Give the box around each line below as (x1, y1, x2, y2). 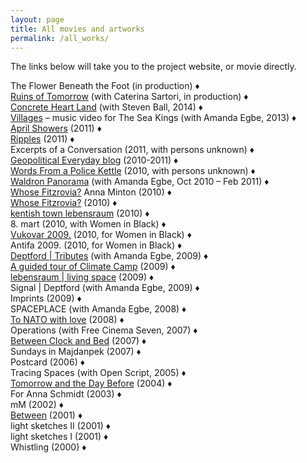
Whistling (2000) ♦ (10, 441, 87, 453)
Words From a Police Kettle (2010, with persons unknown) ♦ (10, 165, 256, 177)
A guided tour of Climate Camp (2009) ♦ (10, 261, 176, 273)
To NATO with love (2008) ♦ (10, 314, 125, 326)
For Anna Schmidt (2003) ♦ (10, 388, 122, 400)
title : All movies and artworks (10, 24, 145, 34)
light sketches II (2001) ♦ (10, 420, 111, 432)
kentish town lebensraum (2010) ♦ (10, 207, 150, 220)
